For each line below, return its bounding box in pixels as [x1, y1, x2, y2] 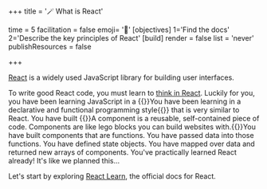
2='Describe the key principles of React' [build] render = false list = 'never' [8, 33, 254, 42]
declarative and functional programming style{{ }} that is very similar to [8, 105, 240, 114]
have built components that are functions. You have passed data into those [8, 131, 254, 140]
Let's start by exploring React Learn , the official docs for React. [8, 171, 217, 181]
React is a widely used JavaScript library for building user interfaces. [8, 73, 235, 82]
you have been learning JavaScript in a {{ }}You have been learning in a [8, 96, 241, 106]
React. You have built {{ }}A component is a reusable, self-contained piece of [8, 114, 260, 123]
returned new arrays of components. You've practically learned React [8, 148, 238, 157]
